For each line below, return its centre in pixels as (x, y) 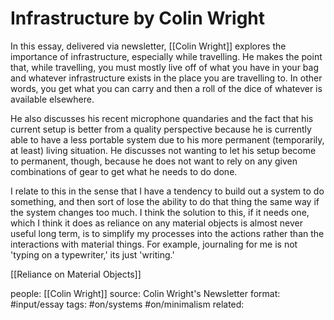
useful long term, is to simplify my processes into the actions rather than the (167, 233)
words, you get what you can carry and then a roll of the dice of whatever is (166, 88)
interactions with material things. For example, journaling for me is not (154, 244)
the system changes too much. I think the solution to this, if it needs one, (160, 212)
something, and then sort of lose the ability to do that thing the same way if (165, 201)
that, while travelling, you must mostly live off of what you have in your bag (165, 67)
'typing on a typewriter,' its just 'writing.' (92, 254)
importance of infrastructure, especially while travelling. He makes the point (166, 56)
